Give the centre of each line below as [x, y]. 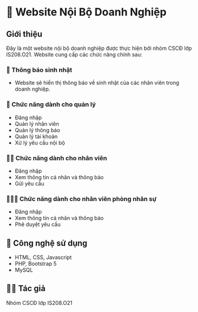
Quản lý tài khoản [36, 136]
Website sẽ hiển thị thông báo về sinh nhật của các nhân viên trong [97, 83]
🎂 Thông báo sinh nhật [39, 69]
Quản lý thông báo [37, 130]
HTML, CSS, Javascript [43, 257]
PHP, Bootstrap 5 [36, 264]
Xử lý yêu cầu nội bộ [40, 142]
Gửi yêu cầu [29, 183]
